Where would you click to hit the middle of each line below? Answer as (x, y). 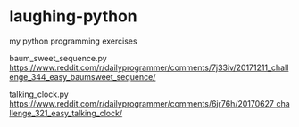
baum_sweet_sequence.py (58, 58)
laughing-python (74, 16)
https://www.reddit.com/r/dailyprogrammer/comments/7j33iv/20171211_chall (149, 67)
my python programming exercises (73, 41)
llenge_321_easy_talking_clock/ (66, 113)
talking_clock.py (39, 94)
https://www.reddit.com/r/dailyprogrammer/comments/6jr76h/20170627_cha (149, 103)
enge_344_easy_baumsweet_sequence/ (83, 76)
